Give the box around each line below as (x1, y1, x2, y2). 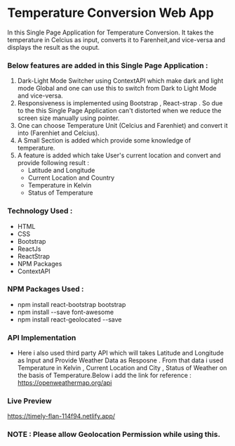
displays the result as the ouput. (7, 43, 100, 51)
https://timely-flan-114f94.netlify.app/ (7, 412, 116, 421)
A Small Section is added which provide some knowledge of (17, 136, 192, 145)
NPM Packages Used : (7, 284, 84, 294)
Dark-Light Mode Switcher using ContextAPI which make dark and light (17, 77, 224, 85)
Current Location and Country (27, 173, 115, 182)
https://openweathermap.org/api (17, 379, 112, 387)
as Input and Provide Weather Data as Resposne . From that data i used (17, 356, 224, 365)
